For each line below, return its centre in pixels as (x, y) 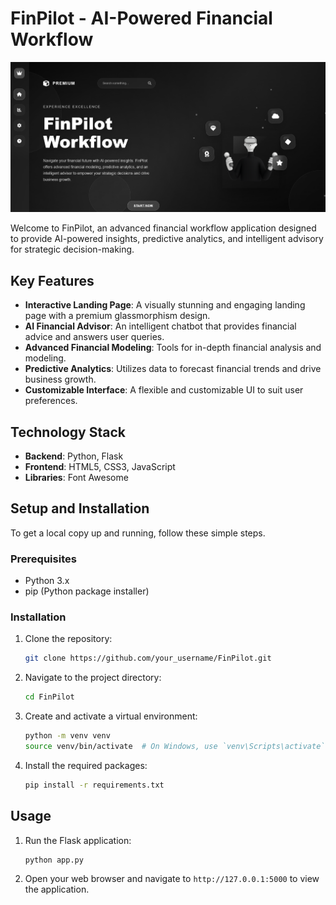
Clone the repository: (68, 639)
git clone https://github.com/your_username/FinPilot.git (148, 658)
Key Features (52, 280)
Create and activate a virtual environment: (111, 716)
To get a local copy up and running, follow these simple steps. (138, 533)
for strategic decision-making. (72, 249)
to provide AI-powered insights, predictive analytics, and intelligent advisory (167, 239)
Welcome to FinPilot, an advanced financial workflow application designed (163, 228)
